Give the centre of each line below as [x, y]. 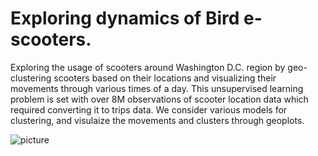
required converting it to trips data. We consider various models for [149, 109]
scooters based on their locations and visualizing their [165, 78]
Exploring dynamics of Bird [125, 18]
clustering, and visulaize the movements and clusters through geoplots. [157, 120]
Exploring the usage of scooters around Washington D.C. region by [148, 67]
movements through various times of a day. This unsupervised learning [157, 88]
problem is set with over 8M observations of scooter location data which [159, 99]
